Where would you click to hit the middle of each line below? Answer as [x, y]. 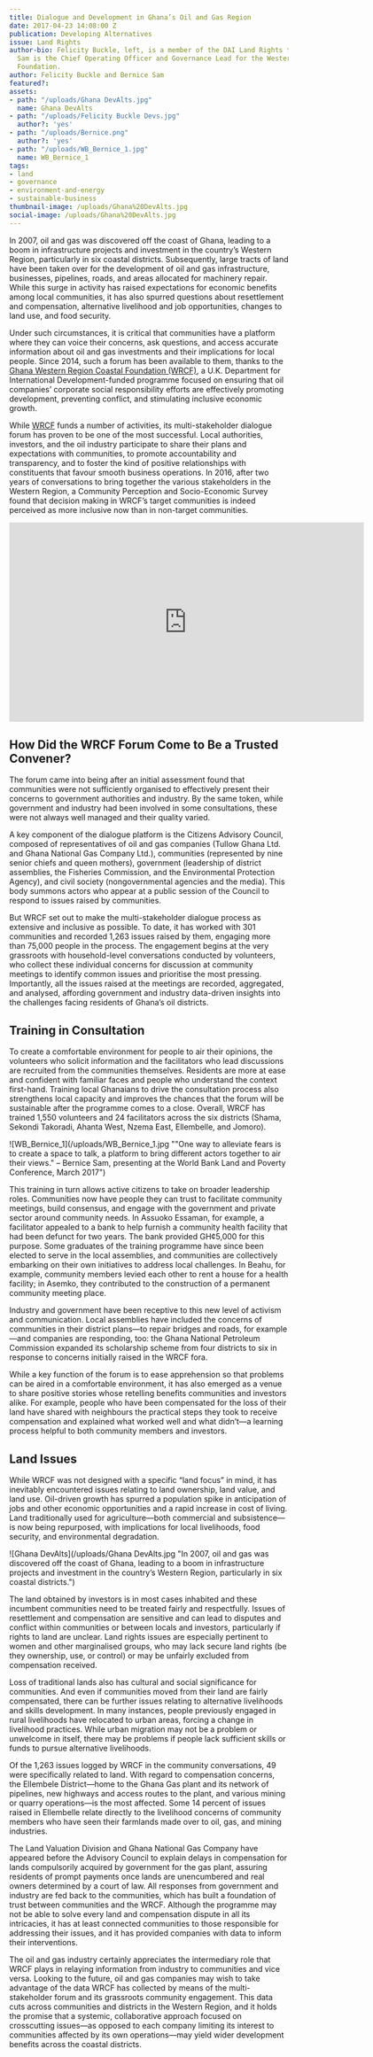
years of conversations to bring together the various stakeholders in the [140, 481]
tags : [19, 166]
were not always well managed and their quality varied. [110, 818]
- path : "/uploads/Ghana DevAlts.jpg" [81, 100]
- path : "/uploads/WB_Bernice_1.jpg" [79, 149]
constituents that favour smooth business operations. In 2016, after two [139, 472]
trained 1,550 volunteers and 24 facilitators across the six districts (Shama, [145, 1118]
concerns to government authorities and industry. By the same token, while [146, 799]
